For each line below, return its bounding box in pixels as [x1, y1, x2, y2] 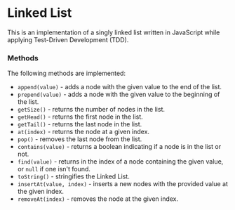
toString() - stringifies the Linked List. [17, 172, 130, 181]
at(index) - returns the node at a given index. [17, 128, 149, 136]
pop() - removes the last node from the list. [17, 135, 142, 143]
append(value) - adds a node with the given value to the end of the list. [17, 83, 222, 91]
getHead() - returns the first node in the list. [17, 112, 144, 121]
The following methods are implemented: [7, 69, 126, 78]
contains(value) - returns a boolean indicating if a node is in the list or [17, 143, 222, 151]
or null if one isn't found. [17, 165, 91, 173]
